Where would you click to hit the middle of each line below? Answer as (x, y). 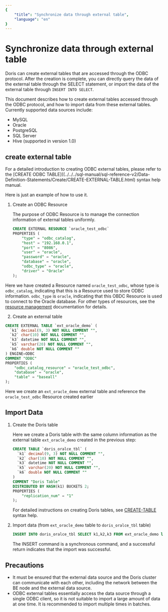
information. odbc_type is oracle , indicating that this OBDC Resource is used (83, 296)
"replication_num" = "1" (48, 496)
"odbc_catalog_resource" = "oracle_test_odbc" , (65, 368)
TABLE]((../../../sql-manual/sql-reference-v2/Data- (98, 174)
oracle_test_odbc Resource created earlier (49, 397)
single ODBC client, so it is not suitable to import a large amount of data (86, 599)
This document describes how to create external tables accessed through (81, 99)
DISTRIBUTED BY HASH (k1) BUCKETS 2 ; (51, 486)
